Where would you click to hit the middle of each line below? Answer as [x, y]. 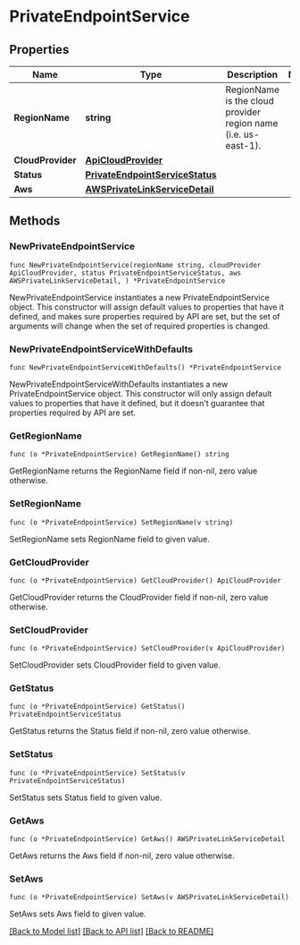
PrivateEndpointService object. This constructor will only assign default [141, 393]
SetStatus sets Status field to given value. [86, 797]
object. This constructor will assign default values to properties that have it [146, 307]
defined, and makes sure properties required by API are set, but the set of [145, 316]
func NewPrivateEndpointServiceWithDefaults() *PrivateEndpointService [145, 367]
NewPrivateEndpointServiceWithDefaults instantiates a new [119, 384]
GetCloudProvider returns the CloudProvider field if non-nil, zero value [139, 597]
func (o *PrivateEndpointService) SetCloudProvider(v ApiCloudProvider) [147, 649]
